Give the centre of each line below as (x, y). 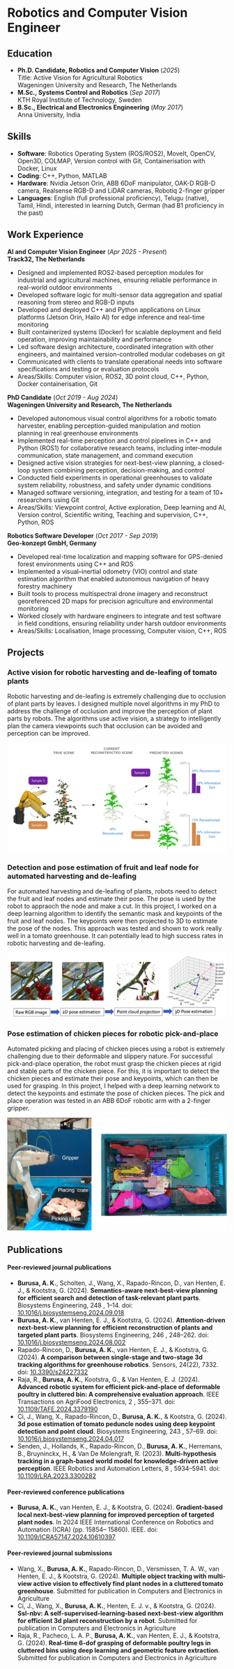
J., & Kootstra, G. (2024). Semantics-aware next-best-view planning (117, 1291)
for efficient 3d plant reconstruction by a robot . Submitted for (107, 1620)
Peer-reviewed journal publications (59, 1268)
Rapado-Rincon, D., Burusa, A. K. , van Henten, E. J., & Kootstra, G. (113, 1350)
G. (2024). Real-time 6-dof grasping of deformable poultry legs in (114, 1642)
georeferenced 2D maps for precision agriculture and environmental (115, 601)
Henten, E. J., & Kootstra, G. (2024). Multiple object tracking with (112, 1576)
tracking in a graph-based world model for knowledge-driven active (117, 1461)
